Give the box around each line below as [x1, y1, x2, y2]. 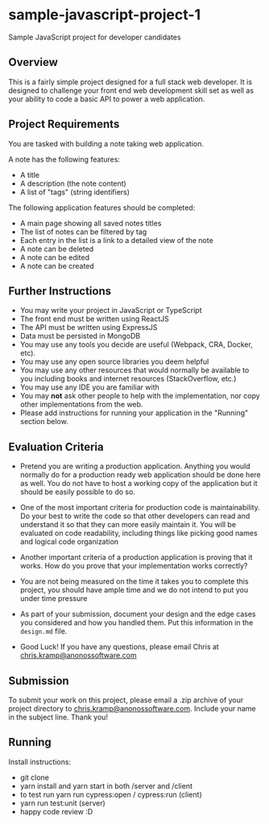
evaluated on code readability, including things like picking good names [19, 529, 258, 538]
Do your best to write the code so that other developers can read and [19, 511, 250, 521]
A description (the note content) [19, 179, 126, 188]
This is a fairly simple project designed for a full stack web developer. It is [8, 76, 252, 86]
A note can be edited [19, 252, 90, 262]
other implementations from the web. [19, 400, 143, 410]
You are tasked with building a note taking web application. [8, 138, 204, 148]
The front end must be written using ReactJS [19, 314, 169, 323]
